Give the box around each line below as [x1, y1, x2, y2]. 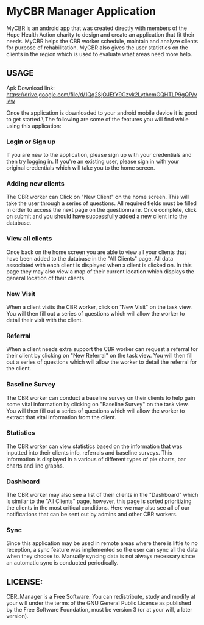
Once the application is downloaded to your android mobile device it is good [6, 109, 198, 117]
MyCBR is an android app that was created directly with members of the [6, 24, 188, 32]
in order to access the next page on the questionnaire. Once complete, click [6, 206, 197, 214]
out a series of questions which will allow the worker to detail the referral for [6, 358, 197, 366]
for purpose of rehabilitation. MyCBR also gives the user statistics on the [6, 44, 189, 51]
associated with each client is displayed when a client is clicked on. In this [6, 261, 192, 269]
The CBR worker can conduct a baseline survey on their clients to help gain [6, 394, 195, 401]
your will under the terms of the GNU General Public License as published [6, 599, 192, 607]
